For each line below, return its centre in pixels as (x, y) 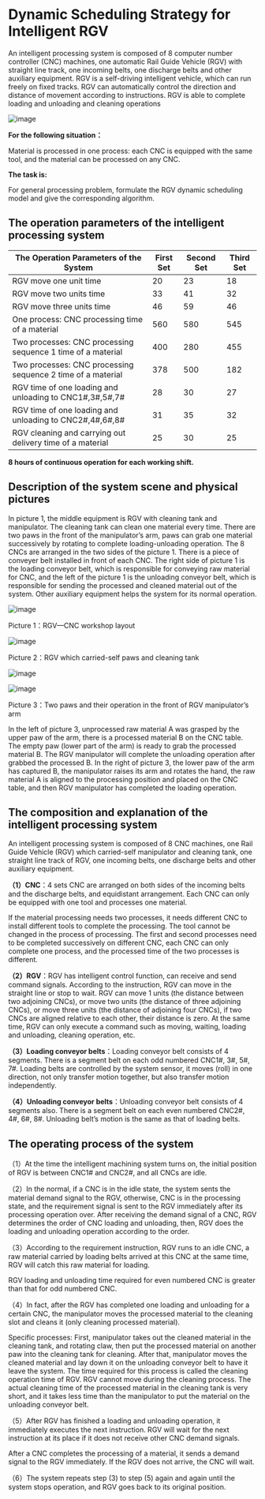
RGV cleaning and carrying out (69, 433)
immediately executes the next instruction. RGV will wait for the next (119, 1430)
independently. (32, 1085)
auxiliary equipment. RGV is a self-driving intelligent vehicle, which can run (130, 78)
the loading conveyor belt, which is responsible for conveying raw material (129, 568)
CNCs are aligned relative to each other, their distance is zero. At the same (129, 1018)
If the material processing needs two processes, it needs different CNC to (128, 918)
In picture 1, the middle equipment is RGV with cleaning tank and (113, 518)
